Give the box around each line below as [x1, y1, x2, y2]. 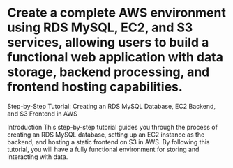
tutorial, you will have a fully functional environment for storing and [7, 145, 200, 153]
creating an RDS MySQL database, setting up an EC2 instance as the [7, 130, 205, 139]
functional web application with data [7, 49, 223, 66]
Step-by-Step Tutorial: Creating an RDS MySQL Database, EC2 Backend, [7, 102, 216, 110]
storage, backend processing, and [7, 64, 210, 80]
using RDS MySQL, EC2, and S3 [7, 20, 193, 36]
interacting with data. [7, 152, 68, 161]
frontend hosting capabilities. [7, 79, 183, 95]
